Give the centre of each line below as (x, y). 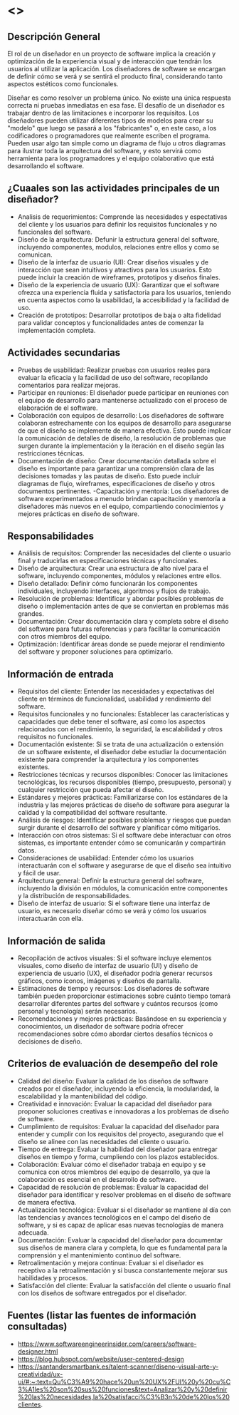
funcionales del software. (55, 232)
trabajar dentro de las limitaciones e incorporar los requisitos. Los (103, 113)
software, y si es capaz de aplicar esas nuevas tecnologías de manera (121, 1225)
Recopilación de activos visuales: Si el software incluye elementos (115, 958)
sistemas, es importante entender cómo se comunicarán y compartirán (122, 843)
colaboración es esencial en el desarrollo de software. (97, 1179)
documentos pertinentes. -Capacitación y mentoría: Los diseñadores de (123, 491)
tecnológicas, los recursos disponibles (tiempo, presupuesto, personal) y (124, 782)
